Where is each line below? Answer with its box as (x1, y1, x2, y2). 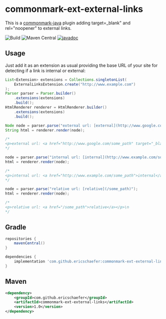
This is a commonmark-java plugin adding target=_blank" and (5, 20, 131, 26)
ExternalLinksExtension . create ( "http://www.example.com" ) (14, 82, 136, 87)
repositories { (5, 236, 37, 241)
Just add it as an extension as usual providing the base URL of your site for (5, 62, 158, 68)
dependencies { (5, 255, 37, 259)
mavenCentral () (14, 241, 45, 246)
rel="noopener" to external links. (5, 25, 72, 31)
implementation (14, 259, 45, 264)
